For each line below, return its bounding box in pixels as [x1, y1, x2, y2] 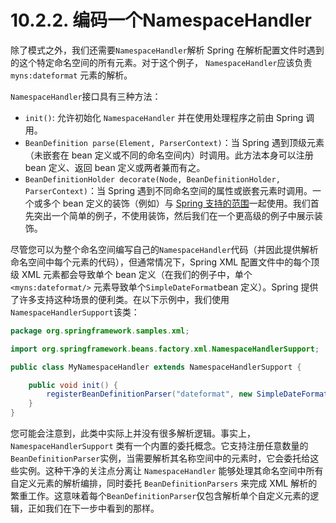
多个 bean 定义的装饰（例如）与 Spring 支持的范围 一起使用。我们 [42, 197, 311, 209]
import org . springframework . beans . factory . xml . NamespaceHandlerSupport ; [10, 344, 320, 354]
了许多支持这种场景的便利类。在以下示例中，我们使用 [10, 293, 230, 305]
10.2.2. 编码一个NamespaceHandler [10, 9, 313, 32]
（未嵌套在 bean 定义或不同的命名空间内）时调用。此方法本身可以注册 [24, 149, 314, 161]
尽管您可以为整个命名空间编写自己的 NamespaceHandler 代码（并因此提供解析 [10, 243, 319, 255]
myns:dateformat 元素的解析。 [10, 69, 133, 81]
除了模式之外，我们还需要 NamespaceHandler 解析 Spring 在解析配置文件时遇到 [10, 44, 325, 56]
